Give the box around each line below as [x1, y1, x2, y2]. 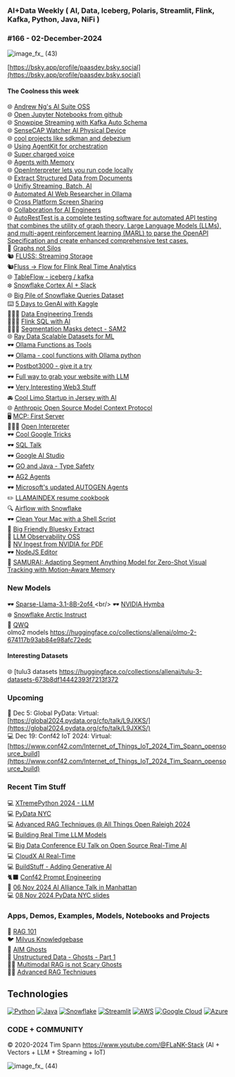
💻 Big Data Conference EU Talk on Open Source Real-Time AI [7, 841, 187, 849]
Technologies [7, 988, 69, 1000]
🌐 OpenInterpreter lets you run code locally [7, 166, 134, 174]
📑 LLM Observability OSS [7, 532, 81, 541]
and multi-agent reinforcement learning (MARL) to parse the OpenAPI [7, 229, 209, 238]
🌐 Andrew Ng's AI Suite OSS [7, 102, 90, 111]
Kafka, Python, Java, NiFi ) [7, 14, 100, 24]
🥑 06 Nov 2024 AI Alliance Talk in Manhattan [7, 883, 137, 891]
